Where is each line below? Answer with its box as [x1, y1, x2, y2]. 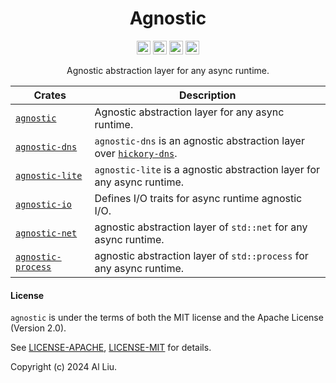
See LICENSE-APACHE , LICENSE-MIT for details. [10, 342, 212, 354]
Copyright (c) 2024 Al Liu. [10, 361, 118, 373]
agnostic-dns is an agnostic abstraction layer [94, 133, 305, 147]
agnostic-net [15, 227, 78, 239]
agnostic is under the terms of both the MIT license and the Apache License [10, 312, 324, 324]
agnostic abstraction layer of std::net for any [94, 220, 308, 234]
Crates [33, 88, 67, 102]
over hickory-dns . [94, 146, 178, 160]
